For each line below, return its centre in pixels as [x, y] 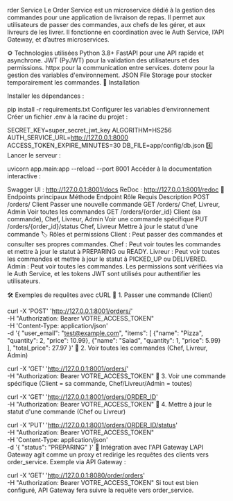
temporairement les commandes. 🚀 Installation [74, 82]
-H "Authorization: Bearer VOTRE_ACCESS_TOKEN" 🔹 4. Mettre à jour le [110, 404]
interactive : [24, 176]
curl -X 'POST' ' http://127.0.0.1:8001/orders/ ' [70, 311]
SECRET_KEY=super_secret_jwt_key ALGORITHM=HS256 [89, 130]
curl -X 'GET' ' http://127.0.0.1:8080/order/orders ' [76, 475]
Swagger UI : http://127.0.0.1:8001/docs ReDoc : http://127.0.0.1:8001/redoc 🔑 [116, 189]
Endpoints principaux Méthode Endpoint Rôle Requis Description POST [109, 197]
